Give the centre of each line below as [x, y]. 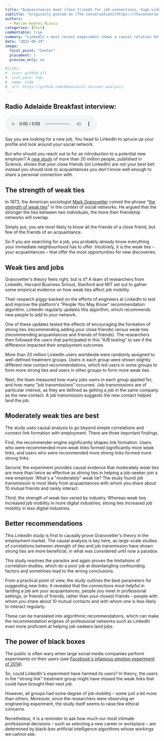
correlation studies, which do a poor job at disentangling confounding [75, 566]
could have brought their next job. [39, 684]
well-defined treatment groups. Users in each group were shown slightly [78, 360]
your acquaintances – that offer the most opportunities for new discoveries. [81, 252]
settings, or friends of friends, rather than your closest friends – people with [81, 596]
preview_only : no [27, 60]
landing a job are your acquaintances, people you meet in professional [76, 591]
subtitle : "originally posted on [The [44, 14]
